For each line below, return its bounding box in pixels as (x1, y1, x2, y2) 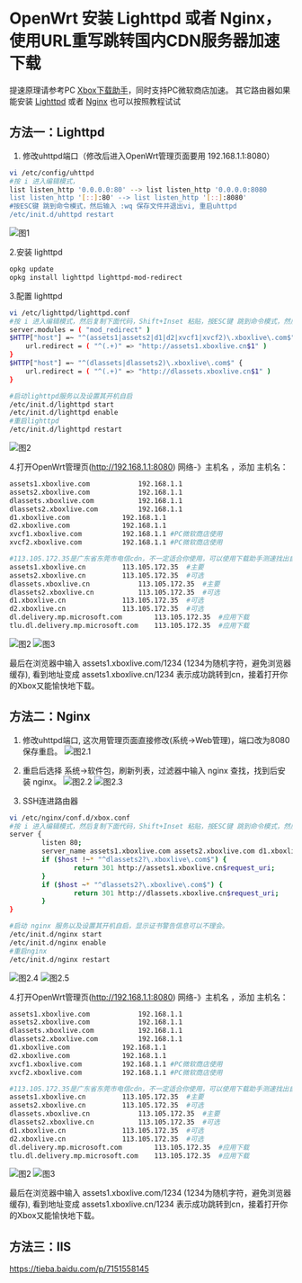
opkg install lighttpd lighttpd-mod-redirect (9, 273, 182, 282)
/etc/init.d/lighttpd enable (9, 408, 119, 417)
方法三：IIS (9, 1239, 72, 1254)
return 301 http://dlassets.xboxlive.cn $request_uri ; (73, 888, 280, 898)
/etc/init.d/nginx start (9, 930, 102, 939)
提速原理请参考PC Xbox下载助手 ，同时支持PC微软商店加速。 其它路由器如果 (9, 85, 291, 95)
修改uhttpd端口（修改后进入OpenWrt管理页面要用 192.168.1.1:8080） (22, 150, 275, 161)
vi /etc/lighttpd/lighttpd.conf (9, 308, 130, 318)
